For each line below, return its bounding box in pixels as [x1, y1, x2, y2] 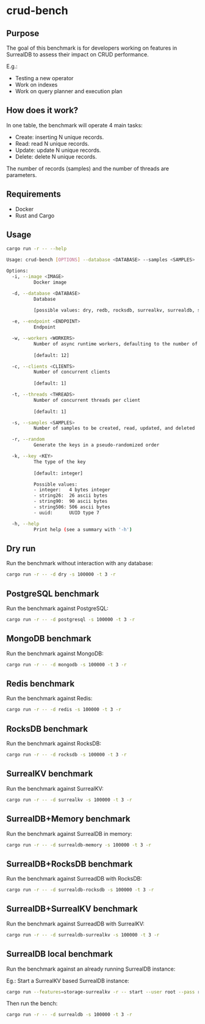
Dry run [6, 543, 36, 554]
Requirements [6, 189, 61, 200]
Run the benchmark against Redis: [6, 695, 93, 702]
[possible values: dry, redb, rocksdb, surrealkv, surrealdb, [33, 307, 195, 314]
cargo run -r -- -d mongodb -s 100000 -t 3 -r [6, 661, 127, 668]
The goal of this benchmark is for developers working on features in [6, 44, 178, 51]
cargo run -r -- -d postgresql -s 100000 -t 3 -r [6, 617, 135, 623]
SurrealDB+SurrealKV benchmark [6, 904, 138, 914]
